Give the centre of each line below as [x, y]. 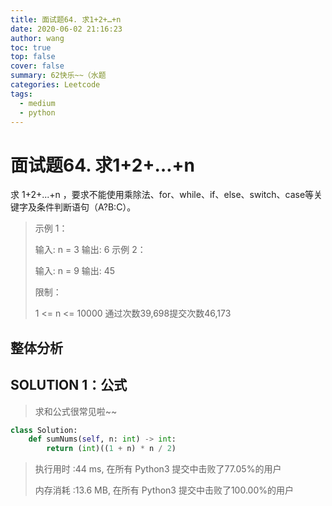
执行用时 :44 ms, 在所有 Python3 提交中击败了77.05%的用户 [158, 469]
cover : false [37, 66]
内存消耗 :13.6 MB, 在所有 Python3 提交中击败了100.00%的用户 [164, 490]
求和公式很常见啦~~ [76, 411]
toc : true [31, 47]
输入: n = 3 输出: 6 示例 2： [90, 250]
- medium [37, 103]
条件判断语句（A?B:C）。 [86, 207]
